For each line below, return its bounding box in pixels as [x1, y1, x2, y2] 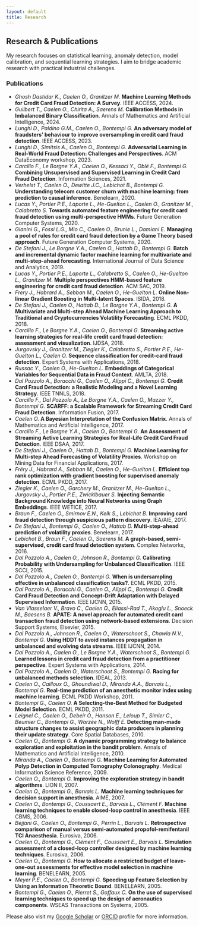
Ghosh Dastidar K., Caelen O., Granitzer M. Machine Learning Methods [14, 93, 191, 100]
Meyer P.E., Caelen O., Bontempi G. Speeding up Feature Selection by [14, 876, 188, 883]
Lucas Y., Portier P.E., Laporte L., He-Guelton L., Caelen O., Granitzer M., [14, 200, 194, 207]
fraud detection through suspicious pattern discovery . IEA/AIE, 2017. [14, 516, 187, 523]
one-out [14, 863, 36, 871]
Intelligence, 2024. [14, 118, 61, 125]
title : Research [6, 14, 46, 20]
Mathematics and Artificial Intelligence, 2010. [14, 749, 125, 757]
